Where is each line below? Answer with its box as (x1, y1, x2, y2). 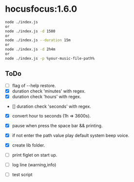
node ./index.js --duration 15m (5, 38, 71, 43)
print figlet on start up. (12, 152, 57, 158)
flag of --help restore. (12, 82, 56, 89)
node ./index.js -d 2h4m (5, 47, 56, 52)
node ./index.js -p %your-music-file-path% (5, 56, 95, 61)
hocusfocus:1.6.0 (5, 3, 77, 15)
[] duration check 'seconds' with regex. (12, 103, 92, 109)
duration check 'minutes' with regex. (12, 88, 86, 94)
